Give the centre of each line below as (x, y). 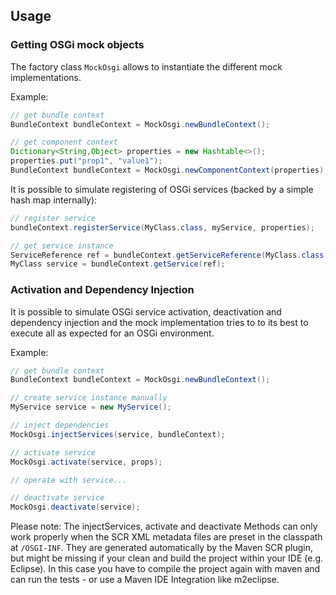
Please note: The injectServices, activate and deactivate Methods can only (164, 526)
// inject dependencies (60, 425)
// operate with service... (69, 480)
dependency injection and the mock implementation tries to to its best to (159, 322)
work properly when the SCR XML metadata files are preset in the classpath (166, 537)
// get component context (64, 142)
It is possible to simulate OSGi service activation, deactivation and (146, 311)
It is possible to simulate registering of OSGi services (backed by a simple (162, 189)
